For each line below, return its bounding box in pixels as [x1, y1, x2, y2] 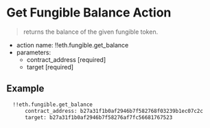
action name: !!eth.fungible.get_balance [16, 41, 129, 49]
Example [6, 83, 45, 94]
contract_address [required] [26, 55, 106, 63]
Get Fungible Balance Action [6, 5, 172, 21]
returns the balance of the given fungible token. [23, 28, 159, 36]
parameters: [16, 48, 51, 56]
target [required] [26, 63, 73, 71]
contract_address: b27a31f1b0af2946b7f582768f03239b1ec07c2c [24, 107, 204, 114]
